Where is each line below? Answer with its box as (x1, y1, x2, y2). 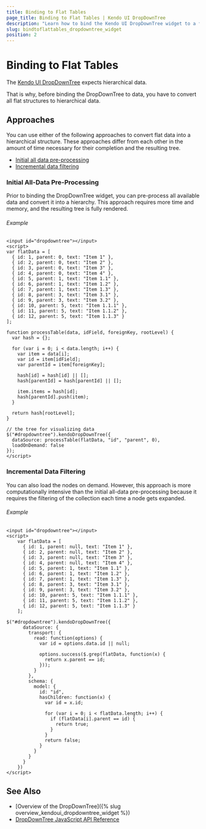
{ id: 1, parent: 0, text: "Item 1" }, (12, 254, 114, 261)
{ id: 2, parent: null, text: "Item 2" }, (22, 549, 133, 555)
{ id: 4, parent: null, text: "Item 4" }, (22, 560, 133, 566)
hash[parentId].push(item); (17, 394, 89, 400)
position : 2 (6, 32, 37, 38)
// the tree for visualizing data (6, 426, 95, 433)
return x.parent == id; (45, 656, 105, 662)
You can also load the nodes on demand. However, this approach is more (6, 481, 191, 489)
